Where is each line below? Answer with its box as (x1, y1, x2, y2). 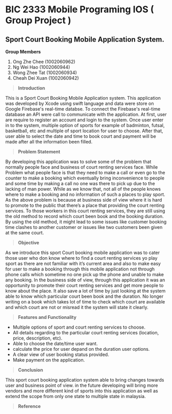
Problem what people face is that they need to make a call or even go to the (5, 170, 165, 175)
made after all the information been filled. (5, 139, 92, 145)
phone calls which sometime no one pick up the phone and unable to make (5, 272, 164, 277)
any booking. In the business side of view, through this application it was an (5, 277, 165, 283)
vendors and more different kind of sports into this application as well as (5, 388, 158, 394)
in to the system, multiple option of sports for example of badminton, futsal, (5, 122, 165, 128)
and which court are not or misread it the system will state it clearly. (5, 304, 149, 310)
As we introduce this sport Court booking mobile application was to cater (5, 249, 160, 256)
